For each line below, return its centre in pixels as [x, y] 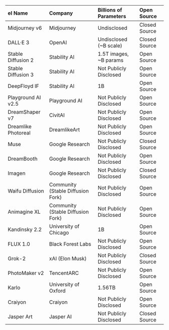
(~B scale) [110, 46]
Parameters [112, 16]
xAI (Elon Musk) [68, 258]
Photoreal [19, 133]
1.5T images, [113, 54]
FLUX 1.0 [19, 244]
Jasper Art [20, 317]
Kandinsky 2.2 [25, 229]
